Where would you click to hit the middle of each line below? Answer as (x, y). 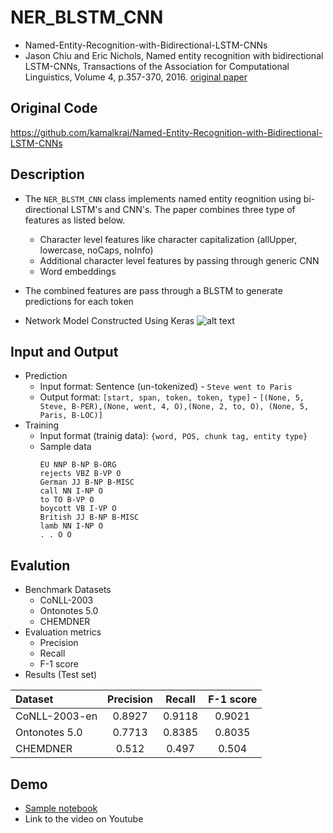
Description (47, 174)
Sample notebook (61, 808)
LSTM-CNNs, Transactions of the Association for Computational (157, 66)
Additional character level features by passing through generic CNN (179, 260)
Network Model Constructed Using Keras (109, 320)
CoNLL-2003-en (56, 716)
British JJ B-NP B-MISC (89, 517)
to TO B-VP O (67, 500)
